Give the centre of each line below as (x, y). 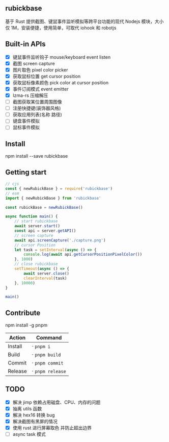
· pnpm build (46, 355)
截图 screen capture (34, 63)
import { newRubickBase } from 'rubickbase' (53, 198)
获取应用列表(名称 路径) (37, 115)
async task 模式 (29, 434)
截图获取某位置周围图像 (37, 102)
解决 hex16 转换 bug (34, 415)
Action (18, 338)
